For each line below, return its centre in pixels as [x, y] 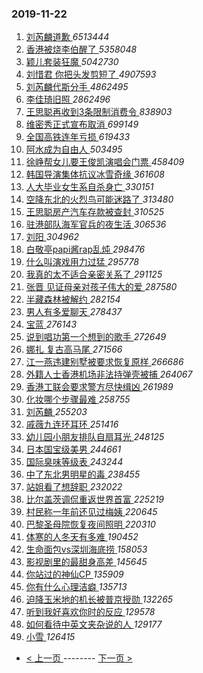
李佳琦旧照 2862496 [68, 99]
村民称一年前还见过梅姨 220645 [91, 512]
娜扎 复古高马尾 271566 [74, 349]
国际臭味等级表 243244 [74, 462]
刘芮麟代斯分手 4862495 [77, 87]
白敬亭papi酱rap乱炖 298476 [85, 249]
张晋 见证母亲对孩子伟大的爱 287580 [101, 287]
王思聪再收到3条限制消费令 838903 [99, 112]
